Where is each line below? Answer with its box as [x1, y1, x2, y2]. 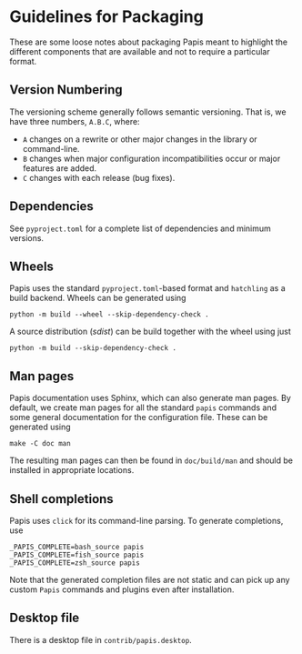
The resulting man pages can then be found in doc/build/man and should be [9, 455, 294, 466]
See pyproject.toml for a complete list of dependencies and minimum [9, 223, 271, 234]
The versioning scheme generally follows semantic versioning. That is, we [9, 106, 287, 117]
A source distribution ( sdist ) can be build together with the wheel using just [9, 326, 291, 337]
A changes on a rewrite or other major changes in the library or [22, 134, 257, 145]
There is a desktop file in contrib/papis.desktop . [9, 634, 193, 645]
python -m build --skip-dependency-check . [9, 344, 177, 353]
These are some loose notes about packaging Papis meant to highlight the [9, 36, 288, 47]
